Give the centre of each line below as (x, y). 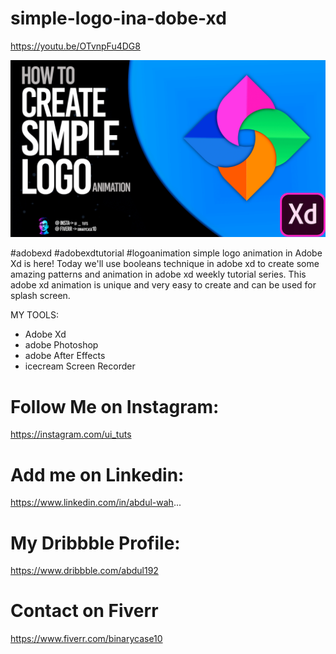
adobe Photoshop (61, 345)
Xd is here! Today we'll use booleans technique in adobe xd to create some (165, 264)
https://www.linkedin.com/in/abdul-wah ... (96, 503)
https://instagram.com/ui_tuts (71, 434)
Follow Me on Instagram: (115, 406)
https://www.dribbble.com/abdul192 (84, 571)
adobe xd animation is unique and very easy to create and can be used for (163, 285)
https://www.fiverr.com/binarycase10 (86, 639)
